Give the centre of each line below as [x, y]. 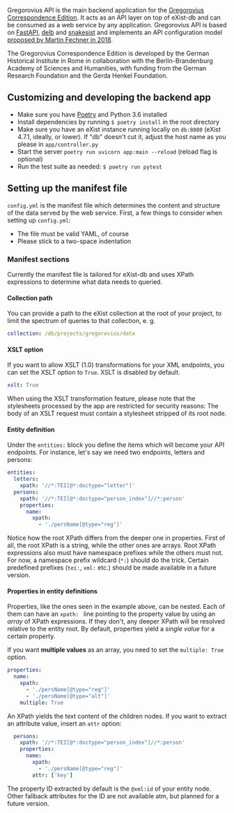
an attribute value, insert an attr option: [64, 724]
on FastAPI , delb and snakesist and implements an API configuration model [115, 32]
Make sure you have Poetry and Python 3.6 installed [92, 114]
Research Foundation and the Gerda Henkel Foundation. [88, 75]
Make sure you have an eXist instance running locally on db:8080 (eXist [119, 129]
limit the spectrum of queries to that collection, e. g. [81, 321]
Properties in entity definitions [52, 591]
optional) [30, 159]
